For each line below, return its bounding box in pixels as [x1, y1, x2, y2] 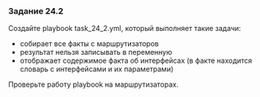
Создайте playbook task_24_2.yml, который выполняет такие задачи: [8, 24, 241, 33]
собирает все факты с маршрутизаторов [19, 39, 159, 48]
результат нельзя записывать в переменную [19, 48, 173, 57]
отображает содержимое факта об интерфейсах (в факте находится [19, 56, 253, 65]
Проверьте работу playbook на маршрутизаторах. [8, 80, 179, 89]
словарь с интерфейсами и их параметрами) [19, 64, 174, 74]
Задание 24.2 [8, 6, 64, 17]
